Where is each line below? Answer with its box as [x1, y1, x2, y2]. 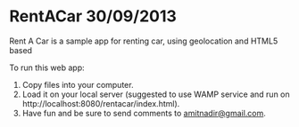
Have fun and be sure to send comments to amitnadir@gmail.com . [21, 107, 266, 118]
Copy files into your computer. [21, 79, 134, 90]
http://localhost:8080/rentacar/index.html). [21, 98, 180, 108]
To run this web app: [9, 62, 85, 73]
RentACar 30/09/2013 [9, 6, 177, 27]
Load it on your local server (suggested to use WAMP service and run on [21, 89, 290, 99]
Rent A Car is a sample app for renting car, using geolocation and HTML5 [9, 36, 278, 46]
